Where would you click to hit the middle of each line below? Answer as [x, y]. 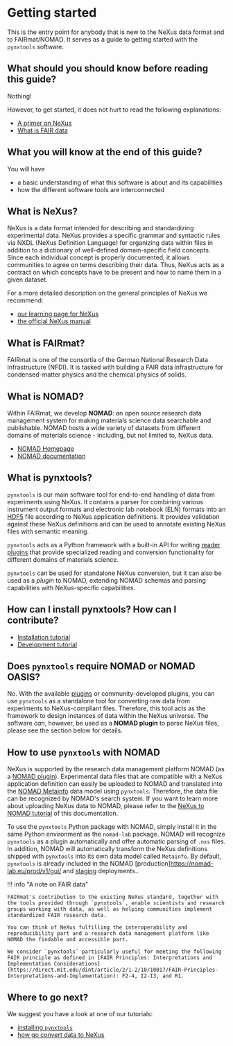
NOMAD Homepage [45, 448]
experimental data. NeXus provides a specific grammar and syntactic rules [114, 235]
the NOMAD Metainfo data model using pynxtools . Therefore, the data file [113, 791]
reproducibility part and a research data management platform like [108, 934]
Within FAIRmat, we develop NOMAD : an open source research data [105, 413]
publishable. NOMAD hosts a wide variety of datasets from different [104, 428]
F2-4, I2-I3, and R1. [153, 976]
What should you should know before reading [108, 68]
